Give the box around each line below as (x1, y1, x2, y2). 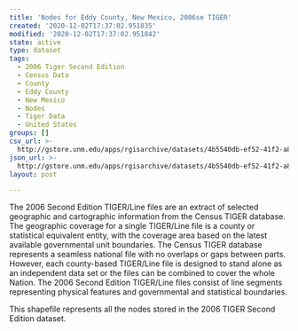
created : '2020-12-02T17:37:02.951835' (9, 21, 157, 30)
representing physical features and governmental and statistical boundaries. (9, 287, 288, 297)
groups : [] (9, 129, 50, 138)
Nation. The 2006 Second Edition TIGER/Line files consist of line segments (9, 277, 283, 288)
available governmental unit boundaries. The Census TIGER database (9, 240, 263, 250)
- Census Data (17, 71, 69, 80)
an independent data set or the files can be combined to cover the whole (9, 268, 275, 279)
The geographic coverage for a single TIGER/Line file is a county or (9, 221, 255, 232)
